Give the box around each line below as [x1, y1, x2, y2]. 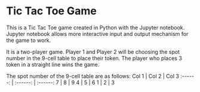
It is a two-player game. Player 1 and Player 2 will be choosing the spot [6, 48, 180, 55]
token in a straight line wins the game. [6, 61, 100, 68]
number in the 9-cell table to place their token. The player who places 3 [6, 54, 182, 62]
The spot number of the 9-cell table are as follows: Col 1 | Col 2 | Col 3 [6, 72, 179, 79]
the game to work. [6, 36, 51, 44]
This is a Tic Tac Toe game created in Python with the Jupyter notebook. [6, 24, 185, 31]
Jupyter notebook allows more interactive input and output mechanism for [6, 30, 189, 37]
